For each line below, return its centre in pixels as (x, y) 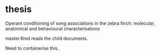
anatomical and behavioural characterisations (52, 28)
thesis (18, 9)
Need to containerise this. (32, 48)
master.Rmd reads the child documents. (47, 38)
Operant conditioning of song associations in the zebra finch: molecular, (80, 23)
